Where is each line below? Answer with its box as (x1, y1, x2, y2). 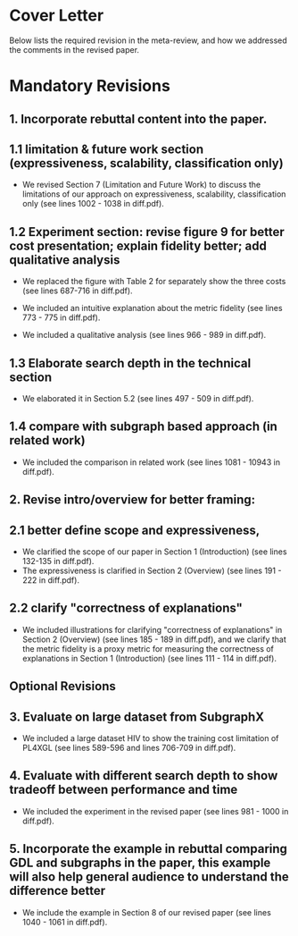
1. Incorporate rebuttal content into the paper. (9, 111, 268, 126)
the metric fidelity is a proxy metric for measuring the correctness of (21, 643, 275, 654)
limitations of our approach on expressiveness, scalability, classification (21, 189, 286, 199)
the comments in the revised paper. (9, 44, 140, 55)
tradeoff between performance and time (9, 782, 238, 797)
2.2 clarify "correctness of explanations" (9, 601, 244, 616)
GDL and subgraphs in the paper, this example (9, 856, 271, 871)
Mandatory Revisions (9, 76, 171, 97)
